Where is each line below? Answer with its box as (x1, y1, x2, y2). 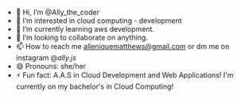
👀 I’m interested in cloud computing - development (15, 16, 182, 25)
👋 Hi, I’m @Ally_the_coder (15, 8, 99, 17)
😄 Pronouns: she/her (15, 62, 86, 70)
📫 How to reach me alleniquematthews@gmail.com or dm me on (15, 42, 230, 51)
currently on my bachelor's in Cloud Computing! (15, 82, 173, 91)
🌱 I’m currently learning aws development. (15, 25, 155, 33)
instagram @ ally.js (15, 53, 77, 63)
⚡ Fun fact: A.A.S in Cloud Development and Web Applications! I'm (15, 70, 234, 79)
